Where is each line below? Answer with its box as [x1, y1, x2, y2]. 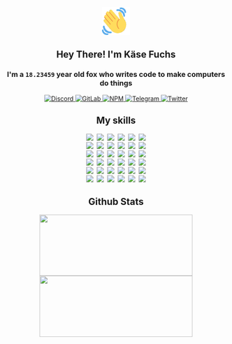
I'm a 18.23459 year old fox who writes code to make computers [6, 70, 226, 80]
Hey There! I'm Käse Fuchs [56, 49, 176, 61]
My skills [96, 115, 136, 127]
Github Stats [88, 196, 144, 208]
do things [99, 78, 133, 88]
